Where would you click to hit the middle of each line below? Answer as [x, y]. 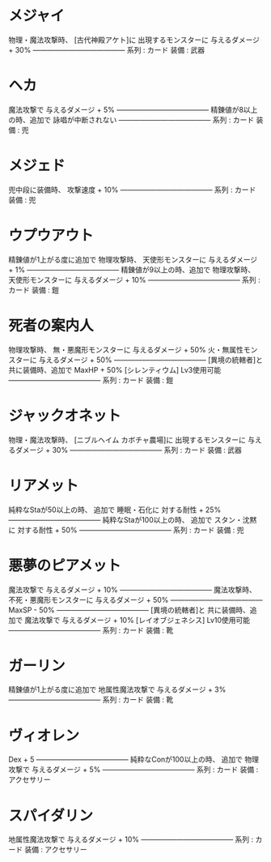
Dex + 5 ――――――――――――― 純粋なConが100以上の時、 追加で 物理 [134, 760]
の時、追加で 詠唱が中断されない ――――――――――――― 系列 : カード [131, 119]
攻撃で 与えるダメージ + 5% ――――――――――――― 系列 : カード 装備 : [133, 770]
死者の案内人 [51, 325]
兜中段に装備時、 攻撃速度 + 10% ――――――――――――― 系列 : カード [132, 190]
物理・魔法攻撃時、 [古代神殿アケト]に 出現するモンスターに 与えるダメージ [134, 40]
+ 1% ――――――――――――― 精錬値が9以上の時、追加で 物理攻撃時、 [132, 269]
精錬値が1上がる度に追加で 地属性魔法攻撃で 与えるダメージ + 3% [117, 689]
